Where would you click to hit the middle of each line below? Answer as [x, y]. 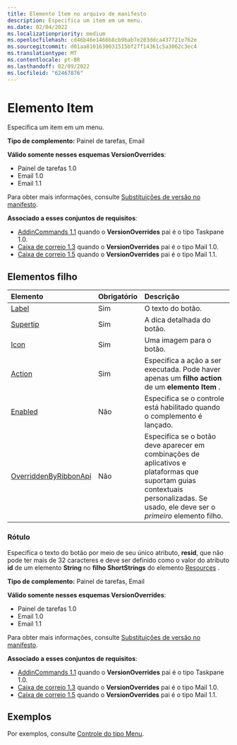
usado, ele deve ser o [180, 507]
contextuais [164, 489]
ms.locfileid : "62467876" [45, 73]
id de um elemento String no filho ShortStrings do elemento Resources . [114, 567]
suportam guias [170, 481]
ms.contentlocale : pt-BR [44, 60]
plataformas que [171, 472]
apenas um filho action [183, 379]
